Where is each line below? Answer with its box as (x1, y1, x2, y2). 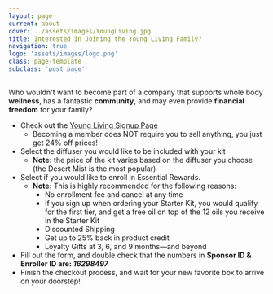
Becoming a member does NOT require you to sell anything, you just (32, 129, 262, 138)
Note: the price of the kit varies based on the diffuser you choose (32, 155, 253, 165)
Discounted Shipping (44, 224, 116, 234)
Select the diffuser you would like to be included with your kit (20, 146, 226, 156)
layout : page (8, 11, 53, 20)
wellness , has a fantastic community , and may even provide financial (8, 95, 244, 106)
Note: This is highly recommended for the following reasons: (32, 181, 236, 191)
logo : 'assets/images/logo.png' (8, 50, 118, 58)
